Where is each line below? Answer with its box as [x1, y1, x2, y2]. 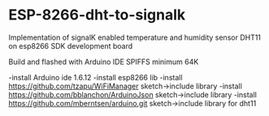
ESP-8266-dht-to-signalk [8, 6, 186, 24]
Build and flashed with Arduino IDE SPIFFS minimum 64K [8, 57, 199, 67]
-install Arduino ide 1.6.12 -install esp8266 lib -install [8, 72, 183, 82]
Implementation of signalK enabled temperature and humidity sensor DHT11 [8, 32, 262, 42]
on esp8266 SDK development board [8, 41, 133, 50]
